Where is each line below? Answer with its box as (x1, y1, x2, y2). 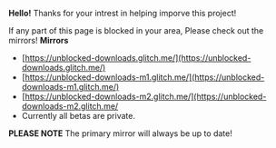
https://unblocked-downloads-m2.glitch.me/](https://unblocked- (25, 91, 267, 102)
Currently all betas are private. (21, 111, 135, 121)
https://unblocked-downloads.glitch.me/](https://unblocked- (25, 53, 251, 63)
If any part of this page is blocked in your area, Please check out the (8, 25, 264, 35)
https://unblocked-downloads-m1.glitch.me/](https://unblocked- (25, 72, 265, 83)
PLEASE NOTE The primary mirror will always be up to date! (8, 128, 232, 139)
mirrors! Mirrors (8, 35, 69, 45)
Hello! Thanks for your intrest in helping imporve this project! (8, 8, 237, 18)
